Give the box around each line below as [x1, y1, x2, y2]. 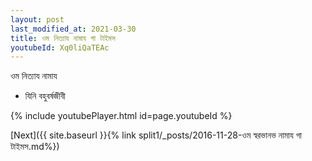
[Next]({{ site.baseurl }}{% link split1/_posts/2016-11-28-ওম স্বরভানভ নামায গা [10, 129, 302, 141]
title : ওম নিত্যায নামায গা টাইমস [10, 33, 116, 43]
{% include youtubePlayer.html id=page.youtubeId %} [10, 110, 233, 122]
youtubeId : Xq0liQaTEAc [10, 42, 110, 53]
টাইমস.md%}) [10, 141, 60, 153]
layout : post [10, 14, 65, 25]
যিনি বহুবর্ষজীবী [24, 90, 66, 102]
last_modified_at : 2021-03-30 [10, 24, 137, 34]
